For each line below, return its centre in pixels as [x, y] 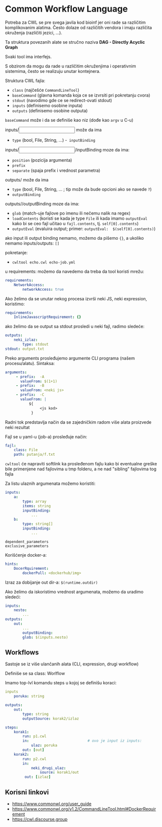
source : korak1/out [59, 773]
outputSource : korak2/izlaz [51, 719]
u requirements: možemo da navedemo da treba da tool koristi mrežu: [75, 271]
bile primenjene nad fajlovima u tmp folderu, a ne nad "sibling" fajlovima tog [81, 469]
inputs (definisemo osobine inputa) [47, 105]
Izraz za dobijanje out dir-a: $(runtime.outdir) [51, 582]
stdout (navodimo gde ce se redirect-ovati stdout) [62, 100]
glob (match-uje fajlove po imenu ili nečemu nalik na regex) [71, 213]
